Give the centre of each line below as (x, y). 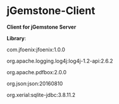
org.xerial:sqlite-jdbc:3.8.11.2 (41, 95)
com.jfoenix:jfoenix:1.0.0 (36, 49)
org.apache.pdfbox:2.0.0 (37, 72)
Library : (16, 38)
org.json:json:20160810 (35, 84)
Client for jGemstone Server (42, 27)
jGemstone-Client (51, 11)
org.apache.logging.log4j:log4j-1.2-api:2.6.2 (60, 61)
